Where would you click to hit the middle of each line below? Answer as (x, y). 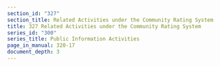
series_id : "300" (32, 33)
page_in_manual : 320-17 (41, 45)
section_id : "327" (33, 13)
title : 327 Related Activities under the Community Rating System (104, 26)
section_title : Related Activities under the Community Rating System (110, 20)
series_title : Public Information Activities (73, 39)
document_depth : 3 (33, 52)
